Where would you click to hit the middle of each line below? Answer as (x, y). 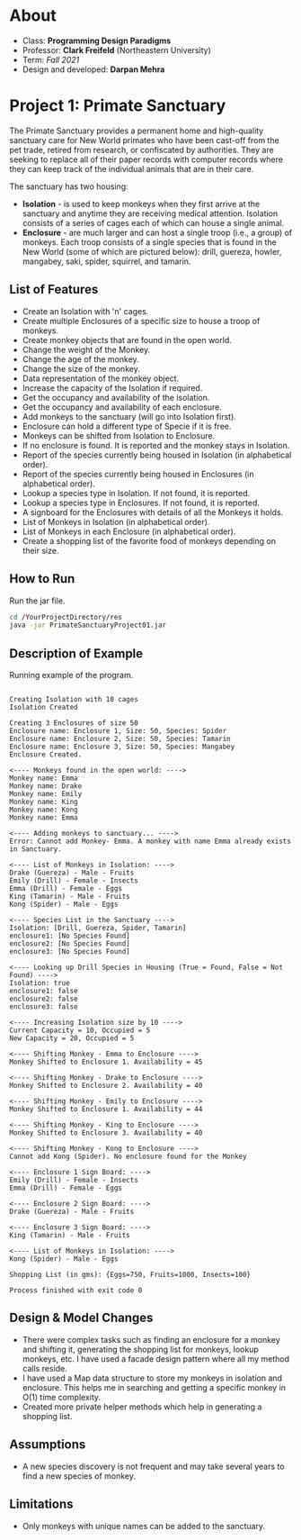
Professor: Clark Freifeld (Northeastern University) (116, 50)
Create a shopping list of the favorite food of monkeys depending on (149, 540)
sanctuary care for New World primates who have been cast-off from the (145, 140)
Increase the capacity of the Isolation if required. (112, 387)
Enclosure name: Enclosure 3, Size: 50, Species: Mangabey (122, 747)
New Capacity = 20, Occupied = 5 (72, 1038)
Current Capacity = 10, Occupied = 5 (80, 1031)
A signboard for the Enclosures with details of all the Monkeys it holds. (153, 512)
